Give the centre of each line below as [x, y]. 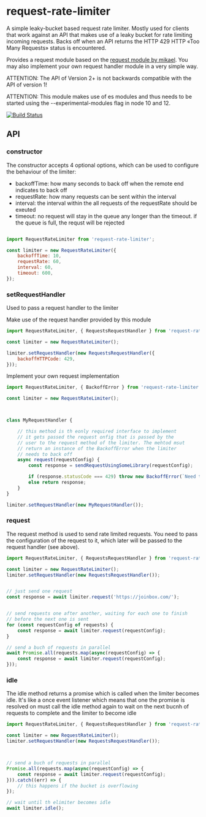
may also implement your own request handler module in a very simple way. [102, 66]
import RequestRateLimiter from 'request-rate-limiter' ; [81, 239]
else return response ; [57, 483]
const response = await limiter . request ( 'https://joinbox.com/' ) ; [93, 597]
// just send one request [39, 591]
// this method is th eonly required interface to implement [97, 432]
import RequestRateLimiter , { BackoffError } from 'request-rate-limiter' [104, 388]
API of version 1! [27, 85]
